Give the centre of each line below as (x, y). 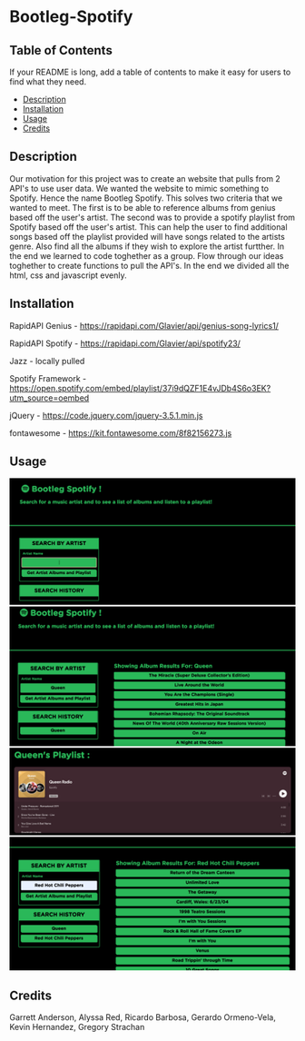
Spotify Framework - (48, 378)
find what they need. (48, 82)
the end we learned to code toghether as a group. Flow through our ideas (147, 255)
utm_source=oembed (49, 398)
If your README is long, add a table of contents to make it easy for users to (150, 72)
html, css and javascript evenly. (68, 275)
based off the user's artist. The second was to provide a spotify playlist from (152, 217)
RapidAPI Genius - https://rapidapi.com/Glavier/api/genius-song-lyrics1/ (144, 325)
